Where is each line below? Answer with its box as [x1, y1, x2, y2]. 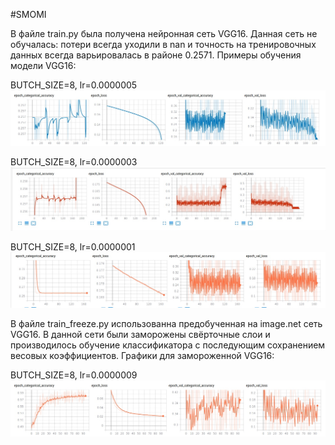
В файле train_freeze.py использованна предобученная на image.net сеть [10, 317, 323, 329]
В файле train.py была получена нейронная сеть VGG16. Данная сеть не [10, 28, 318, 39]
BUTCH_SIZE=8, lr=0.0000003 [10, 156, 138, 168]
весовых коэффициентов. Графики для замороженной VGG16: [10, 349, 275, 361]
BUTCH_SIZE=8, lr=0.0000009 [10, 369, 138, 381]
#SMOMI [10, 9, 47, 20]
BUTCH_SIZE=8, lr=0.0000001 [10, 241, 136, 253]
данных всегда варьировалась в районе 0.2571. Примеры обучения [10, 49, 302, 61]
